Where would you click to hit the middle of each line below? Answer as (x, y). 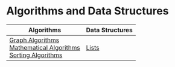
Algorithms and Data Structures (87, 11)
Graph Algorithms (34, 40)
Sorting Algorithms (36, 55)
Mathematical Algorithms (45, 47)
